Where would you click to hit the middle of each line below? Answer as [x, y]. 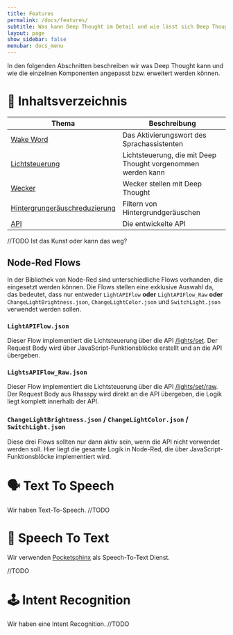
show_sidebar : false [37, 40]
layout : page [26, 33]
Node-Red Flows [44, 263]
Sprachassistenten [153, 143]
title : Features [31, 14]
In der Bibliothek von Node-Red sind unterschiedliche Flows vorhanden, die [115, 280]
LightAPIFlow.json [38, 326]
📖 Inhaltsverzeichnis [67, 101]
